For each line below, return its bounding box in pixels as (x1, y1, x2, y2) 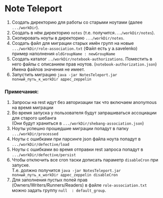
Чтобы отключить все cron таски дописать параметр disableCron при (11, 157, 159, 163)
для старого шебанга (11, 115, 57, 121)
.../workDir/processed (11, 132, 59, 137)
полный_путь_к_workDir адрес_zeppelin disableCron (11, 173, 118, 178)
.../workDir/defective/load (11, 142, 69, 147)
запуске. (11, 162, 30, 168)
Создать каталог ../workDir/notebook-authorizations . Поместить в (11, 56, 153, 62)
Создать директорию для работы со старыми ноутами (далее (11, 19, 143, 25)
